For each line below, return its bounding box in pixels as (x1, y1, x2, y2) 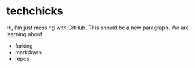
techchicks (6, 4, 63, 18)
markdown (14, 48, 42, 55)
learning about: (6, 30, 44, 37)
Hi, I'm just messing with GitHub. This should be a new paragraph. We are (6, 24, 189, 31)
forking (14, 42, 33, 49)
